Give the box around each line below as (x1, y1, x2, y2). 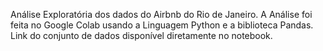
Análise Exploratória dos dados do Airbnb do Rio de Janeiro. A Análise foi (10, 9, 313, 20)
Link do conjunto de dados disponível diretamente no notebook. (10, 30, 273, 41)
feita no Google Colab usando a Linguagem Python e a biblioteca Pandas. (10, 19, 314, 31)
